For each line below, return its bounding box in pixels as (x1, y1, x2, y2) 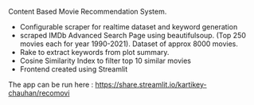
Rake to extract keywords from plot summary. (19, 48, 170, 56)
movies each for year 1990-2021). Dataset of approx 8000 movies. (19, 39, 239, 49)
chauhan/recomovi (8, 88, 70, 98)
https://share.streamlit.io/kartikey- (95, 80, 207, 89)
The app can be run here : (8, 80, 94, 89)
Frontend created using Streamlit (19, 64, 128, 74)
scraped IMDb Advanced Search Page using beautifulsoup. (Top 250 (19, 31, 247, 40)
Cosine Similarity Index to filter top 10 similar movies (19, 56, 191, 65)
